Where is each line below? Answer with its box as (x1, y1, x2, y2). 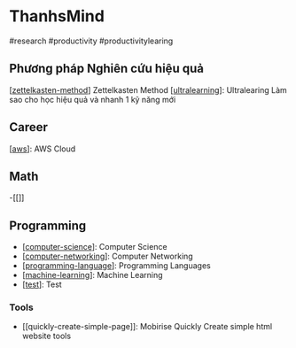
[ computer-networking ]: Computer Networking (21, 251, 193, 262)
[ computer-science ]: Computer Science (21, 242, 167, 252)
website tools (21, 330, 72, 342)
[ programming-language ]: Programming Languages (21, 260, 211, 271)
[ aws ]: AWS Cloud (9, 143, 76, 154)
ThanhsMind (9, 6, 105, 27)
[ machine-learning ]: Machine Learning (21, 270, 163, 281)
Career (9, 120, 49, 135)
